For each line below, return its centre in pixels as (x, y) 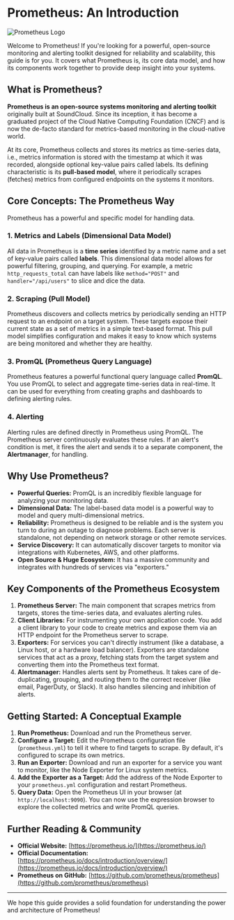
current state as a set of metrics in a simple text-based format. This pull (110, 329)
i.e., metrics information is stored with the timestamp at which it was (105, 157)
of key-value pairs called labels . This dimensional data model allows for (110, 258)
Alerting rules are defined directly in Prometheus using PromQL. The (105, 432)
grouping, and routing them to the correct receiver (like (132, 680)
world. (16, 136)
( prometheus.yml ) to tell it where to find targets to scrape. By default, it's (120, 748)
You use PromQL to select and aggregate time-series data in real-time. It (111, 384)
